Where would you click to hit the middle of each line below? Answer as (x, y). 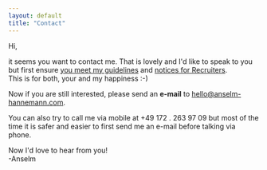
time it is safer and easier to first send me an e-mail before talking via (122, 126)
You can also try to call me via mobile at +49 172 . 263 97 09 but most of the (133, 117)
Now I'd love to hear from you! (58, 150)
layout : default (35, 16)
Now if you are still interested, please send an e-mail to (99, 93)
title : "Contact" (37, 23)
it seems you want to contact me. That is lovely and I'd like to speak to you (131, 61)
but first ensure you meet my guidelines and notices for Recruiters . (118, 69)
